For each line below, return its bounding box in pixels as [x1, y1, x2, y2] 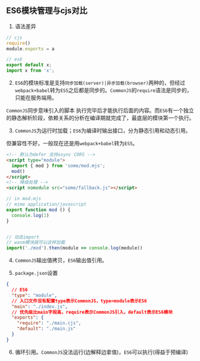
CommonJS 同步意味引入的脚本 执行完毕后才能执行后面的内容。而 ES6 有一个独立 [6, 107, 194, 114]
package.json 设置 [14, 270, 58, 277]
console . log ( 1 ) [11, 212, 50, 218]
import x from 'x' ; [6, 68, 55, 74]
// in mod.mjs [6, 196, 42, 202]
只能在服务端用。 [14, 94, 57, 102]
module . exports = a [6, 45, 55, 52]
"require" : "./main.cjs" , [17, 320, 82, 326]
